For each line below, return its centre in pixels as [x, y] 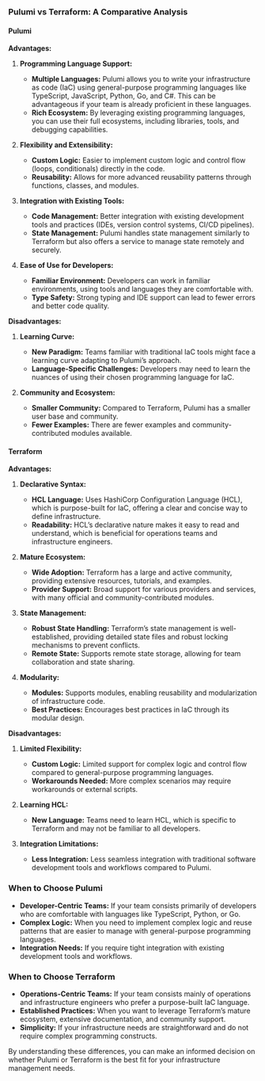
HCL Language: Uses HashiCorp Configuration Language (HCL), [137, 500]
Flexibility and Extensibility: [66, 145]
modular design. [58, 718]
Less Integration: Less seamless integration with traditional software [144, 859]
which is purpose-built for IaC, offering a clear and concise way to [139, 508]
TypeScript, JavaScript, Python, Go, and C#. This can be [123, 96]
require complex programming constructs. [88, 1036]
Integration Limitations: [59, 844]
